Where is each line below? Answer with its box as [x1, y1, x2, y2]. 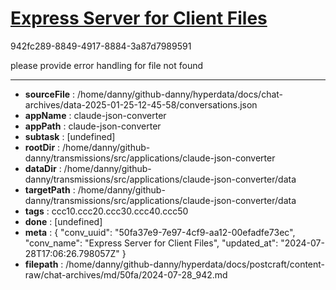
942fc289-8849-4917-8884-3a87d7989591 [10, 40, 192, 52]
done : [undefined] [24, 215, 103, 227]
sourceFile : [24, 88, 76, 100]
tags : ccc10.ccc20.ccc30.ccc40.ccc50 [24, 205, 189, 217]
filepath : [24, 258, 64, 270]
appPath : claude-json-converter [24, 120, 162, 132]
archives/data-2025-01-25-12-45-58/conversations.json [24, 98, 258, 111]
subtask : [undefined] [24, 130, 116, 142]
